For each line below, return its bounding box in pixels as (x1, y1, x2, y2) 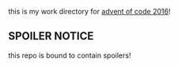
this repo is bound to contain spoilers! (8, 51, 131, 60)
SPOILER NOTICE (8, 29, 94, 43)
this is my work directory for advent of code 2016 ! (8, 7, 171, 16)
